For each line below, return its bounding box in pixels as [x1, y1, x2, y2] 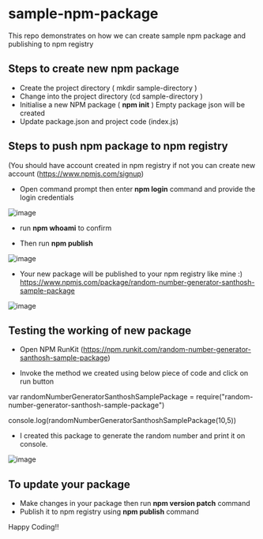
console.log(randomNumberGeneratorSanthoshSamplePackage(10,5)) [8, 416, 237, 425]
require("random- [196, 392, 254, 402]
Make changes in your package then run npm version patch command [19, 499, 250, 508]
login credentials [19, 193, 74, 202]
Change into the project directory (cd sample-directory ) [19, 92, 203, 101]
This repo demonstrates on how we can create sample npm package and [8, 31, 246, 40]
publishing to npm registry [8, 39, 94, 48]
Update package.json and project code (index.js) [19, 116, 179, 126]
